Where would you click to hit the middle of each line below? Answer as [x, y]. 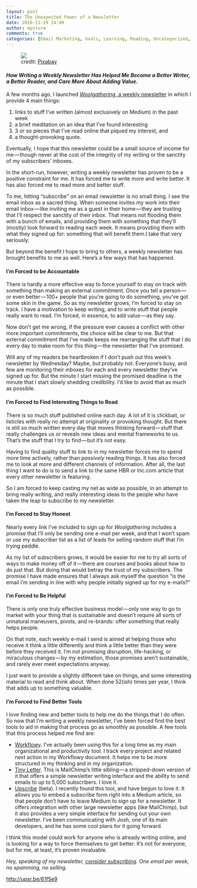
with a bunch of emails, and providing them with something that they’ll [91, 221]
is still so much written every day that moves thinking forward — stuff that [95, 428]
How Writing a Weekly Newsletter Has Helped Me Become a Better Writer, [98, 75]
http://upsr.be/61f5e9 [32, 879]
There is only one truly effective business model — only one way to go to [94, 609]
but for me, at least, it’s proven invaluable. [57, 850]
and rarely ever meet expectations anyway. [58, 664]
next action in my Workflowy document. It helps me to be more [91, 757]
